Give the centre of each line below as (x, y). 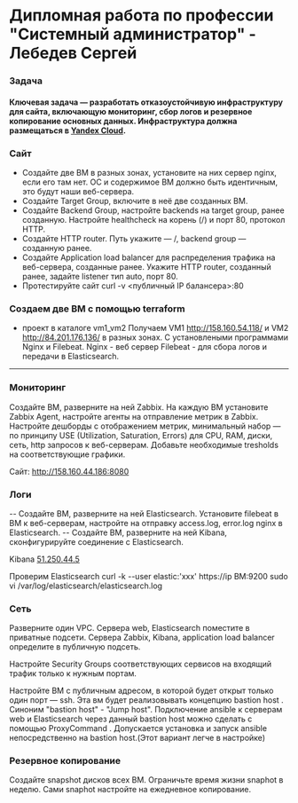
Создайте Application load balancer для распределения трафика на (149, 257)
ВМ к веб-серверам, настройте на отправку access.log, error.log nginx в (146, 523)
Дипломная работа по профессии (141, 16)
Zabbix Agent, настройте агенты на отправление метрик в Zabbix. (134, 416)
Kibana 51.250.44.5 (44, 559)
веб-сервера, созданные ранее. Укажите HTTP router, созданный (147, 267)
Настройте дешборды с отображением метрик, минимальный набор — (145, 426)
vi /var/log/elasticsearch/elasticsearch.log (86, 586)
